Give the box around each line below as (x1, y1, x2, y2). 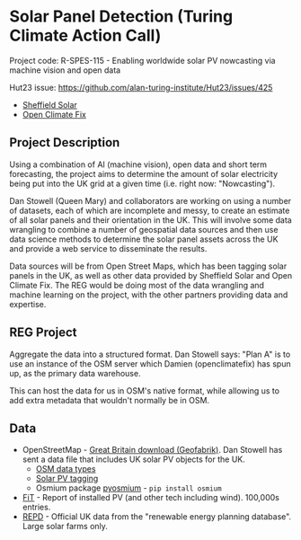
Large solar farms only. (22, 521, 108, 532)
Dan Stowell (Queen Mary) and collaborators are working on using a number (9, 195, 292, 206)
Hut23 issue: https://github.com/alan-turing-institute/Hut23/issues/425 (9, 82, 273, 93)
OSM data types (35, 464, 96, 474)
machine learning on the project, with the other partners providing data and (9, 289, 288, 300)
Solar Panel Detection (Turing (9, 6, 234, 27)
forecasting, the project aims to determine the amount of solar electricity (9, 168, 279, 179)
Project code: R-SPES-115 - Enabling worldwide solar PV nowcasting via (9, 55, 276, 66)
